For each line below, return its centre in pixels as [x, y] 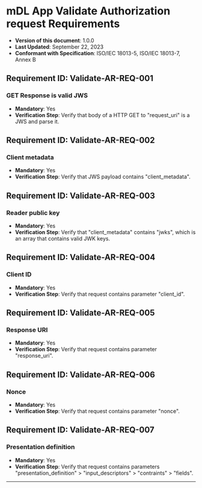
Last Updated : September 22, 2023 [59, 47]
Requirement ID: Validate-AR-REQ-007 [80, 430]
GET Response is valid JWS [47, 95]
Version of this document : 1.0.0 [54, 40]
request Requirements [63, 24]
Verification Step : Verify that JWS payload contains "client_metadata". [103, 177]
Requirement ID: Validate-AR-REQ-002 [81, 140]
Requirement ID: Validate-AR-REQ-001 [80, 78]
